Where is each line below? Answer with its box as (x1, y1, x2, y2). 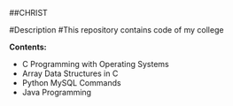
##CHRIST (9, 8, 49, 18)
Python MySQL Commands (21, 78, 121, 87)
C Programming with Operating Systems (21, 59, 170, 69)
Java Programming (21, 87, 91, 97)
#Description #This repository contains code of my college (9, 25, 224, 34)
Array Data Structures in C (21, 68, 119, 79)
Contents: (9, 42, 47, 52)
